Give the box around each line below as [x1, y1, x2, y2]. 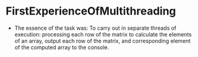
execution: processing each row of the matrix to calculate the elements [14, 30, 192, 38]
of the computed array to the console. [14, 44, 110, 51]
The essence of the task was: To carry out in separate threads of [14, 24, 177, 32]
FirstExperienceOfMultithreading [5, 4, 176, 18]
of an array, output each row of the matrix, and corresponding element [14, 37, 191, 44]
